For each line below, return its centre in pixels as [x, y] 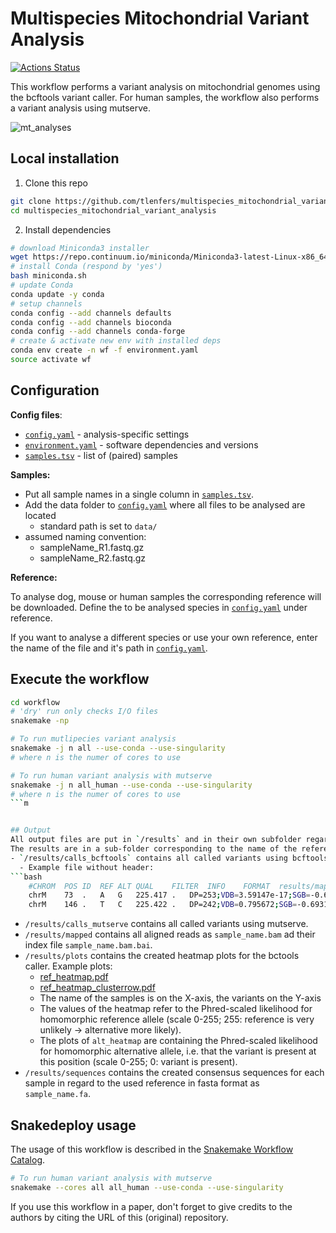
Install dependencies [68, 229]
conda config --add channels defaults [91, 313]
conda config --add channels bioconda [91, 322]
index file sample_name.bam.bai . [88, 945]
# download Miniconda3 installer [80, 248]
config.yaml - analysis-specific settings [107, 434]
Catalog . [28, 1159]
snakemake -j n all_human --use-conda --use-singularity [131, 785]
